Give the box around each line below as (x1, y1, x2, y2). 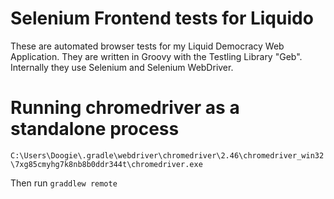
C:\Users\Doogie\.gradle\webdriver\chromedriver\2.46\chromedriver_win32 (10, 150, 325, 161)
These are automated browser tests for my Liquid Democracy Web (10, 40, 285, 52)
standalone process (10, 118, 180, 141)
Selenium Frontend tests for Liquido (10, 7, 314, 30)
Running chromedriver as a (10, 97, 240, 119)
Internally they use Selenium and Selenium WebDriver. (10, 61, 234, 73)
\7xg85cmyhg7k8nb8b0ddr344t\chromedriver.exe (10, 159, 203, 169)
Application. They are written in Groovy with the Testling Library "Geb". (10, 50, 303, 62)
